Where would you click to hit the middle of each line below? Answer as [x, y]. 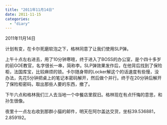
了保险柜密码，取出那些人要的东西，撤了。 [49, 84]
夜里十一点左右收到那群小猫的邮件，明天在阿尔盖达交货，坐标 [69, 112]
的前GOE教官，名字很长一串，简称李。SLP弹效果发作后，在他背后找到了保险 [84, 65]
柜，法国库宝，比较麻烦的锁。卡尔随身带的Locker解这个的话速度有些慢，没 [82, 72]
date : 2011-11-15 [23, 14]
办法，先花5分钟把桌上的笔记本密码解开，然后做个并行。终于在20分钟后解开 [83, 78]
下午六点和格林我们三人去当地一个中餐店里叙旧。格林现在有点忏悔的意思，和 [84, 95]
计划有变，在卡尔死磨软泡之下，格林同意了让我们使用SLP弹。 [68, 49]
